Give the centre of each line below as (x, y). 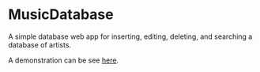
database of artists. (40, 44)
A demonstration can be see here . (64, 60)
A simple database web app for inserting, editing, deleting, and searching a (130, 36)
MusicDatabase (61, 15)
